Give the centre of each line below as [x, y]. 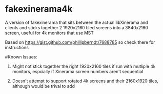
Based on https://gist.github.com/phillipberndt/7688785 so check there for [80, 42]
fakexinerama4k [39, 9]
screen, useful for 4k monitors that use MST [50, 33]
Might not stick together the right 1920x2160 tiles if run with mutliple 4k [84, 66]
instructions [17, 47]
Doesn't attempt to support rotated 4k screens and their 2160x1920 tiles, [85, 81]
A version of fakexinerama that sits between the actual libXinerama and [77, 22]
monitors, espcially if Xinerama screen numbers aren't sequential [77, 71]
